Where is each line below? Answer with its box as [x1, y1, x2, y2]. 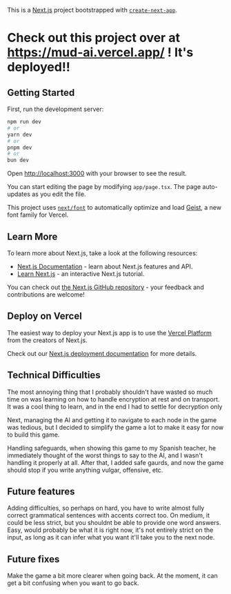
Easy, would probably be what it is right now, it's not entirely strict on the [7, 526, 214, 534]
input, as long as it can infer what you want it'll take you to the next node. [7, 533, 215, 542]
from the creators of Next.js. [7, 336, 88, 344]
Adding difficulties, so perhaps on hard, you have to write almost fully [7, 504, 205, 513]
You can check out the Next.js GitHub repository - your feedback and [7, 283, 205, 291]
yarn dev [7, 131, 32, 138]
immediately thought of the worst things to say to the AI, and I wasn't [7, 451, 203, 459]
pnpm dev [7, 144, 32, 151]
